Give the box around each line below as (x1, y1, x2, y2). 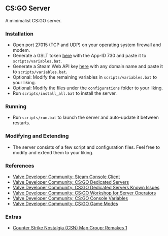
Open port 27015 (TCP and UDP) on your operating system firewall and (12, 42, 161, 48)
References (5, 162, 35, 169)
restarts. (12, 120, 30, 126)
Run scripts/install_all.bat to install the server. (12, 90, 117, 96)
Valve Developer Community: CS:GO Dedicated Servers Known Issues (12, 185, 160, 190)
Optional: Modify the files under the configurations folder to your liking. (12, 85, 163, 91)
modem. (12, 47, 30, 53)
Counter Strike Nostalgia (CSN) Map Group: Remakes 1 (12, 225, 127, 231)
